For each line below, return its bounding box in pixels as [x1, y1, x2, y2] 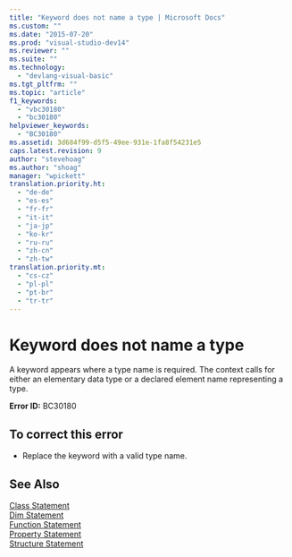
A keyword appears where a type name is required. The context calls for [9, 364, 275, 375]
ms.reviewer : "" [9, 47, 70, 56]
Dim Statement [9, 510, 64, 520]
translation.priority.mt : [9, 263, 105, 272]
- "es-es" [17, 196, 54, 206]
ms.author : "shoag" [9, 163, 82, 172]
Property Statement [9, 528, 82, 539]
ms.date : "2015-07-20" [9, 30, 94, 39]
